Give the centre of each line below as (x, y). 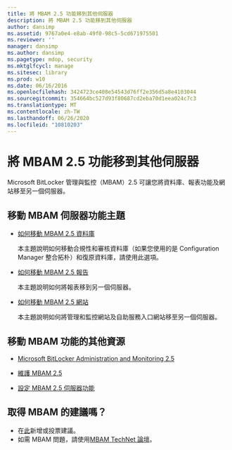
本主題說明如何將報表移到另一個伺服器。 (76, 287)
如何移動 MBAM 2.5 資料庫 (56, 234)
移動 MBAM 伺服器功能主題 (66, 215)
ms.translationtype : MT (42, 105)
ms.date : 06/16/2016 (38, 86)
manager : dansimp (33, 46)
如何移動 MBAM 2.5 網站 (53, 302)
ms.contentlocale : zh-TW (44, 112)
